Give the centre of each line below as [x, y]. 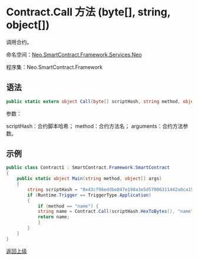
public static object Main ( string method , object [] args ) [89, 179]
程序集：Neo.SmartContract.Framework [55, 67]
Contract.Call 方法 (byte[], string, [88, 12]
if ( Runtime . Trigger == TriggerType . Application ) [89, 195]
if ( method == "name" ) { [68, 206]
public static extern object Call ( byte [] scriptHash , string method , [93, 101]
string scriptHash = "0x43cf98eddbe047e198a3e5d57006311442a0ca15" [112, 189]
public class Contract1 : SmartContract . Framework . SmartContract [88, 168]
